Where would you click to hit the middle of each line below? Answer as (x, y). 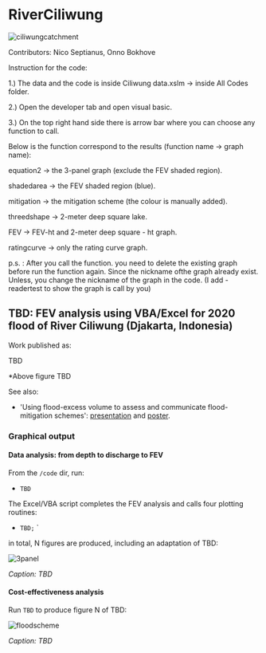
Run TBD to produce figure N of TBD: (68, 610)
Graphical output (42, 436)
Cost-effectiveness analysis (56, 592)
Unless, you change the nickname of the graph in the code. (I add (116, 280)
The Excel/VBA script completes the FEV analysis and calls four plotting (126, 503)
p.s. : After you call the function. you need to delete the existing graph (123, 263)
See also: (23, 391)
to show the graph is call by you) (97, 288)
